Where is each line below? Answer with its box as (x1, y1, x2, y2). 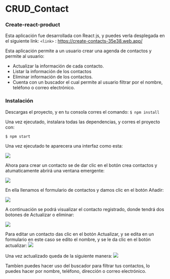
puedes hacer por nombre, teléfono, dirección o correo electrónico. (5, 268, 147, 274)
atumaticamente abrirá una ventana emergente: (5, 167, 105, 173)
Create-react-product (5, 21, 60, 28)
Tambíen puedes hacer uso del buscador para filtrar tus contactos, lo (5, 262, 150, 269)
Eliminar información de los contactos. (12, 74, 93, 80)
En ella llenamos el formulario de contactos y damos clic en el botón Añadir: (5, 187, 164, 193)
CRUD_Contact (5, 3, 69, 15)
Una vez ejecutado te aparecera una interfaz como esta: (5, 143, 123, 149)
